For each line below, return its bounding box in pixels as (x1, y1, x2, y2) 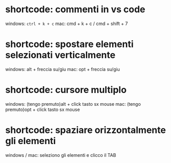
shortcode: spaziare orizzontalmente (5, 124, 166, 136)
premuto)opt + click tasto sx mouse (5, 106, 80, 112)
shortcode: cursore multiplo (5, 84, 127, 96)
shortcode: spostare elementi (5, 38, 134, 50)
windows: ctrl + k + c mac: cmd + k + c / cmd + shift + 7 (5, 20, 128, 27)
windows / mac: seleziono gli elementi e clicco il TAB (5, 152, 116, 158)
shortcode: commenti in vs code (5, 4, 145, 15)
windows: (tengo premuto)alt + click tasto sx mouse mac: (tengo (5, 101, 141, 107)
